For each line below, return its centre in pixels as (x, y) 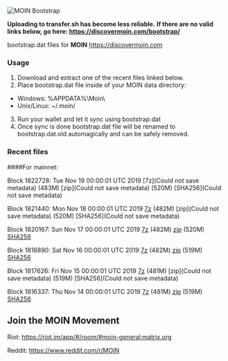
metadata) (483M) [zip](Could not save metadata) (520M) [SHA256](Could (114, 187)
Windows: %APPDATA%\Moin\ (61, 99)
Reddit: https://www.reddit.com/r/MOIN (63, 351)
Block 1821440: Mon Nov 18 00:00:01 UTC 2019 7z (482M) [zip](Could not (113, 208)
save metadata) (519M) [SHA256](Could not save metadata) (93, 278)
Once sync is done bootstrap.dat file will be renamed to (96, 127)
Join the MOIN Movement (63, 321)
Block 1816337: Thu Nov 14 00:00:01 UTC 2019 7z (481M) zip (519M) (105, 291)
